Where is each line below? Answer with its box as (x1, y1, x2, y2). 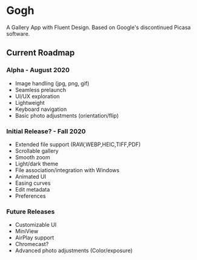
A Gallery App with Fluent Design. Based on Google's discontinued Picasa (6, 24, 191, 31)
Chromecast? (15, 241, 49, 248)
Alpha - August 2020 (6, 66, 70, 75)
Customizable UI (15, 221, 57, 228)
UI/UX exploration (15, 92, 60, 100)
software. (6, 30, 30, 37)
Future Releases (6, 207, 55, 216)
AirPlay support (15, 234, 55, 241)
